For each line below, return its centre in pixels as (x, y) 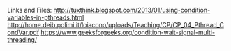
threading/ (22, 40)
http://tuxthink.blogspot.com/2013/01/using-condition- (132, 10)
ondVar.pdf (23, 32)
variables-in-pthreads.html (46, 17)
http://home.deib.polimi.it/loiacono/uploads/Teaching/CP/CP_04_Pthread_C (116, 25)
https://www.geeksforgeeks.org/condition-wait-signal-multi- (128, 32)
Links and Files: (30, 10)
